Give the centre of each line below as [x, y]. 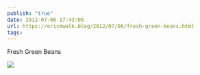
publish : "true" [30, 13]
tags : [15, 32]
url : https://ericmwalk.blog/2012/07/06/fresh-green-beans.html [101, 26]
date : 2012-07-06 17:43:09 [46, 20]
